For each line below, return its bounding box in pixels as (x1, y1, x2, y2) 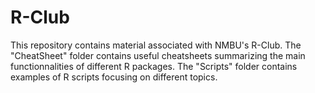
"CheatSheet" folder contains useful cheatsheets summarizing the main (10, 49, 306, 61)
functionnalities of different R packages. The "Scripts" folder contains (10, 60, 298, 72)
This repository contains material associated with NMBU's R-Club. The (10, 39, 302, 51)
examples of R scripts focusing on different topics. (10, 71, 218, 83)
